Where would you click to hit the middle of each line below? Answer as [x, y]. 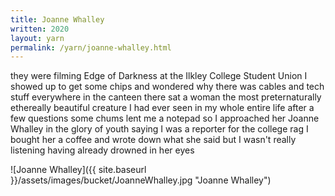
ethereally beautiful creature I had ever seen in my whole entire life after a [162, 108]
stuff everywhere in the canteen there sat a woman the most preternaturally [166, 97]
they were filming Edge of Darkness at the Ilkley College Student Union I [159, 76]
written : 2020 [40, 29]
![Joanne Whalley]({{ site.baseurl [78, 170]
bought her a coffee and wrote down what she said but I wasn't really [153, 140]
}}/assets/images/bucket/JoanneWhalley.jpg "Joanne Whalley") [141, 180]
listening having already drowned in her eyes [102, 150]
